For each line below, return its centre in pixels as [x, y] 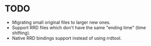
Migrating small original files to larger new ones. [61, 22]
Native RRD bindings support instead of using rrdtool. [67, 38]
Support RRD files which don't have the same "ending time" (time [79, 27]
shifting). [21, 33]
